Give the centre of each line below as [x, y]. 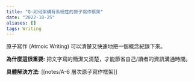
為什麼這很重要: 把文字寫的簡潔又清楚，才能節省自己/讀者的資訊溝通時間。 [99, 59]
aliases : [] [21, 23]
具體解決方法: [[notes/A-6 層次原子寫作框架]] [62, 72]
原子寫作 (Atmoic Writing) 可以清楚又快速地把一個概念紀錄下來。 [86, 46]
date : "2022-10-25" [31, 17]
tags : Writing [24, 28]
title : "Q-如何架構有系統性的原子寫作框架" [55, 12]
